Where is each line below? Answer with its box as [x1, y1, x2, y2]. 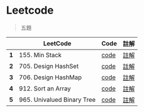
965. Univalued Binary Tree [18, 95, 96, 104]
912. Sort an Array [18, 84, 71, 92]
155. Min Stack [18, 51, 62, 59]
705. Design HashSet [18, 62, 79, 70]
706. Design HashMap [18, 73, 82, 81]
